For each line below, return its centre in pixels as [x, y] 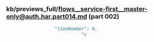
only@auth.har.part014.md [47, 16]
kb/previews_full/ [32, 9]
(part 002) [104, 16]
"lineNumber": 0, [76, 29]
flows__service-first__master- [103, 9]
